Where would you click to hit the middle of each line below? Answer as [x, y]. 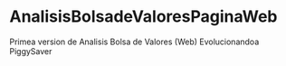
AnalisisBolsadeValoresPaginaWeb [143, 17]
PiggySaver [31, 51]
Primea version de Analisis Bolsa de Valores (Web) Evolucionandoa [134, 42]
